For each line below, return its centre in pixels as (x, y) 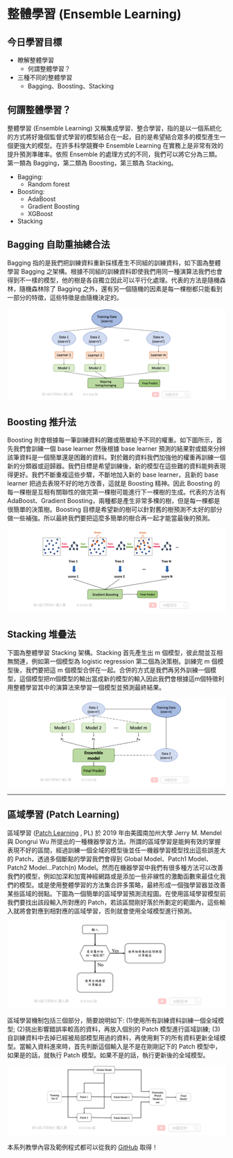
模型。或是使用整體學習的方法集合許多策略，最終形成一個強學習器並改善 (122, 885)
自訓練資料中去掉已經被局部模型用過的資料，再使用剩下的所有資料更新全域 (113, 1038)
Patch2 (17, 867)
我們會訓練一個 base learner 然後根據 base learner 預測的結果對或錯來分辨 (119, 449)
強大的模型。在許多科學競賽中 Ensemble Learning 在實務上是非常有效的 (121, 145)
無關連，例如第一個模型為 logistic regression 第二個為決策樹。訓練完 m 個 (112, 661)
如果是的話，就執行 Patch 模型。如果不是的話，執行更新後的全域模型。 (108, 1055)
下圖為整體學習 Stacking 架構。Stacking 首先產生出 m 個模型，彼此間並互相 (115, 652)
